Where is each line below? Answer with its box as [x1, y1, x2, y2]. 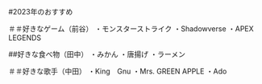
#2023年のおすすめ [8, 7, 73, 16]
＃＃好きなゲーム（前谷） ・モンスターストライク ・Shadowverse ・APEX [8, 24, 254, 34]
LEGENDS [8, 33, 42, 42]
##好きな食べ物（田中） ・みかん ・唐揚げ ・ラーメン [8, 50, 185, 58]
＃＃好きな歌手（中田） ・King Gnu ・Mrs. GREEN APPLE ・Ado [8, 66, 227, 76]
